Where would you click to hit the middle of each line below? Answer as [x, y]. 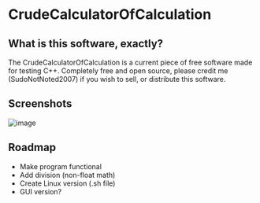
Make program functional [61, 166]
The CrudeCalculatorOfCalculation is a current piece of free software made [130, 62]
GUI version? [40, 191]
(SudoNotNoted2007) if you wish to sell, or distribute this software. [117, 79]
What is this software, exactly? [86, 44]
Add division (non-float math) [67, 175]
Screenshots [40, 104]
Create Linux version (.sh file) [67, 183]
